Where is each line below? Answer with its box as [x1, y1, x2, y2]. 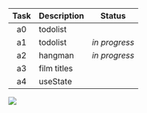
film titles [38, 63, 73, 74]
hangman [38, 50, 74, 61]
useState [38, 76, 73, 87]
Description [38, 10, 85, 21]
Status [100, 10, 126, 21]
